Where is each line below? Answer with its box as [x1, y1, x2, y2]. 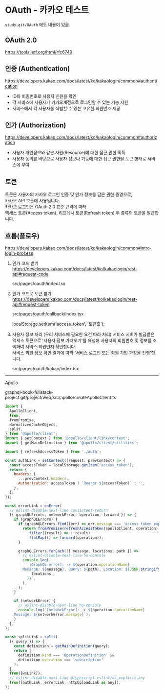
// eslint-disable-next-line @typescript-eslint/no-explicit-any [9, 675, 145, 681]
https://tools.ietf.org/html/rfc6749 [5, 49, 73, 55]
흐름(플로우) [5, 232, 40, 240]
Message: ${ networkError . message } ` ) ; [14, 612, 91, 617]
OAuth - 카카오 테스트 [5, 4, 89, 16]
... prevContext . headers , [18, 476, 69, 481]
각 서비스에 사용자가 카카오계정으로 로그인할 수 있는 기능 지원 [12, 99, 128, 105]
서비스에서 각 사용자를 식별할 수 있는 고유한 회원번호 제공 [12, 105, 121, 111]
